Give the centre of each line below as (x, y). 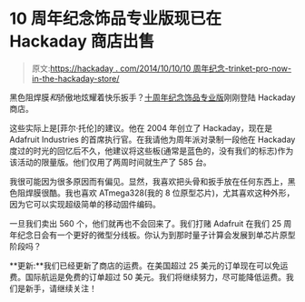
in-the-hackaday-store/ (75, 78)
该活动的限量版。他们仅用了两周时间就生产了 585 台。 (110, 162)
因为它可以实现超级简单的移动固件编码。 (85, 204)
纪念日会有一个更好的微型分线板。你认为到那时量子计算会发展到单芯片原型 (156, 235)
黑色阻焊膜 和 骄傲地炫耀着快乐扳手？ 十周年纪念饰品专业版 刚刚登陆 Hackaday (152, 97)
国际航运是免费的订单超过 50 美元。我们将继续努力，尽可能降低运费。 (156, 277)
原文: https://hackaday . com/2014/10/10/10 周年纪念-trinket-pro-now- (162, 68)
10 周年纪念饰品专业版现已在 (116, 19)
